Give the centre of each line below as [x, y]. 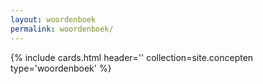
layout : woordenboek [53, 19]
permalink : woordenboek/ [62, 29]
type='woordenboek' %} [61, 68]
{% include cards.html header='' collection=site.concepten [132, 57]
